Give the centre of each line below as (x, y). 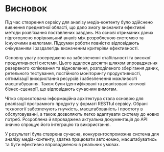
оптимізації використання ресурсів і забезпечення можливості (71, 78)
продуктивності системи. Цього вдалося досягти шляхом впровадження (81, 63)
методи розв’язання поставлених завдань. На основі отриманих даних (79, 32)
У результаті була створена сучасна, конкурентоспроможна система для (82, 134)
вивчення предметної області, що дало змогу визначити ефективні (75, 27)
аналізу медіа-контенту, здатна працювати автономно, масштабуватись (81, 139)
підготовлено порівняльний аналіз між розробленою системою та (74, 38)
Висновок (26, 9)
